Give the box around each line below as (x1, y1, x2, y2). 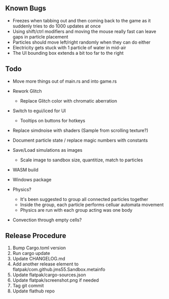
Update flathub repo (12, 288, 55, 294)
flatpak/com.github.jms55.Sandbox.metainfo (12, 267, 105, 273)
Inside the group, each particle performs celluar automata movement (20, 202, 164, 208)
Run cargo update (12, 250, 51, 256)
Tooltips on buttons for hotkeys (20, 117, 86, 123)
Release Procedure (5, 231, 67, 240)
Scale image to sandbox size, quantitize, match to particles (20, 157, 143, 163)
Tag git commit (12, 283, 44, 289)
